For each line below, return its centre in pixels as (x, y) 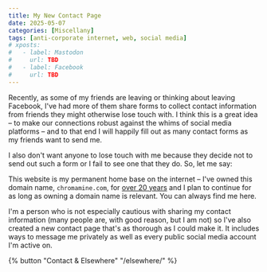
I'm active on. (31, 245)
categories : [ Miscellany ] (51, 30)
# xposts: (25, 45)
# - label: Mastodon (46, 52)
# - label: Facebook (46, 68)
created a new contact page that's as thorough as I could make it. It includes (134, 228)
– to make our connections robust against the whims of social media (120, 122)
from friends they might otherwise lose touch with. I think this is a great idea (133, 114)
